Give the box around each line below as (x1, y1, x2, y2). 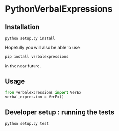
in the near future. (5, 63, 41, 69)
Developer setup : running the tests (5, 108, 115, 116)
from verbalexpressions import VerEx (5, 90, 82, 95)
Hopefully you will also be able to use (5, 44, 80, 50)
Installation (5, 23, 40, 31)
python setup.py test (5, 121, 49, 126)
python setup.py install (5, 36, 55, 41)
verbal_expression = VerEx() (5, 94, 64, 100)
